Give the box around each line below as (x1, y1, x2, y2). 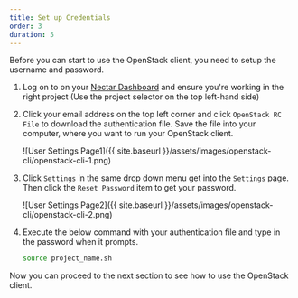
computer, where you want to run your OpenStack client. (22, 128, 234, 139)
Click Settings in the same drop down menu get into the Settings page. (22, 172, 289, 183)
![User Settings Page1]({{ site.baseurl (22, 145, 161, 156)
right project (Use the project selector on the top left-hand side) (22, 91, 260, 102)
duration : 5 (9, 30, 54, 39)
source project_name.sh (22, 254, 113, 263)
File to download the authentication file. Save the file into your (22, 118, 256, 129)
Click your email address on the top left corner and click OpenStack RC (22, 109, 282, 120)
